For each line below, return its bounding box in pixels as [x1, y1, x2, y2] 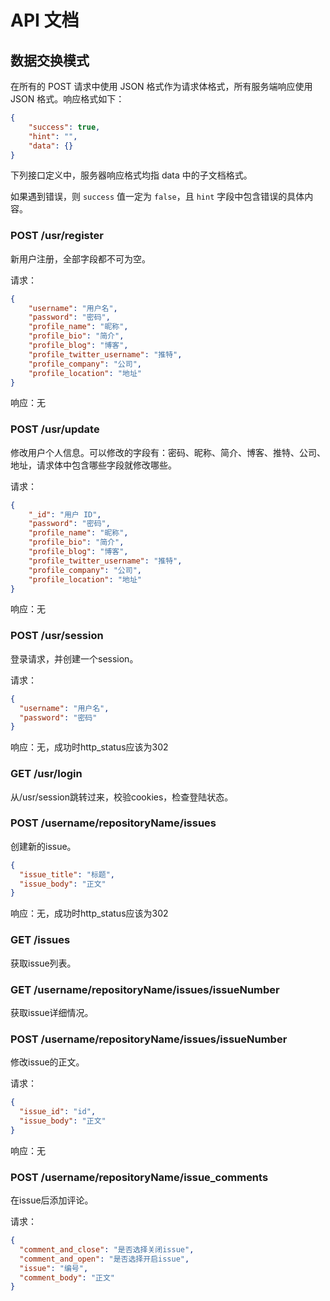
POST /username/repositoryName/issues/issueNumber [10, 1032, 288, 1046]
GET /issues [10, 933, 71, 947]
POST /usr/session [10, 629, 104, 643]
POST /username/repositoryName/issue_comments [10, 1170, 269, 1184]
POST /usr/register [10, 229, 104, 243]
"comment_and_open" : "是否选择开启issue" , [19, 1254, 190, 1264]
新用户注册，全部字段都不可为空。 [10, 252, 151, 265]
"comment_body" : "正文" [19, 1272, 116, 1283]
